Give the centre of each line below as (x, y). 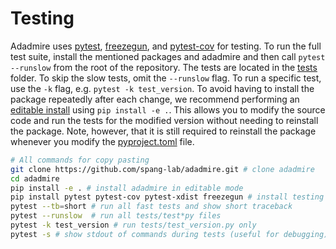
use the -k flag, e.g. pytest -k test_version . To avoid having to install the (162, 88)
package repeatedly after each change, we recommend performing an (155, 99)
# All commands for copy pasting (80, 160)
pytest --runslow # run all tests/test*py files (116, 216)
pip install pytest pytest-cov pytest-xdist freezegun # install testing (167, 197)
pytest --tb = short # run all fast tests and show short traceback (151, 207)
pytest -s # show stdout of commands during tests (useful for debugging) (169, 234)
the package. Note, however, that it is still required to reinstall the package (163, 131)
